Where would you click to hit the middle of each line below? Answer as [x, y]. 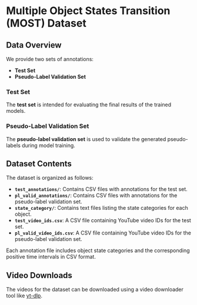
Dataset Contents [39, 164]
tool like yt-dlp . [24, 296]
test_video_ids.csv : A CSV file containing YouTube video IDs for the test [103, 220]
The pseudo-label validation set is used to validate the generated [86, 139]
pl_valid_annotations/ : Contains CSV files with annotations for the [96, 196]
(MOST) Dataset [46, 23]
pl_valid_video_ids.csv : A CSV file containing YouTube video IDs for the [103, 233]
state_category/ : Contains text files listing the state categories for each [101, 208]
